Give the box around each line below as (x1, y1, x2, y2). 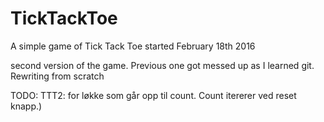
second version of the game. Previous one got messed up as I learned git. (10, 59, 315, 71)
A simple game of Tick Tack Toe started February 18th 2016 (10, 40, 256, 52)
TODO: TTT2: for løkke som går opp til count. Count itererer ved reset (10, 89, 297, 101)
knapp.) (10, 100, 43, 112)
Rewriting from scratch (10, 70, 105, 82)
